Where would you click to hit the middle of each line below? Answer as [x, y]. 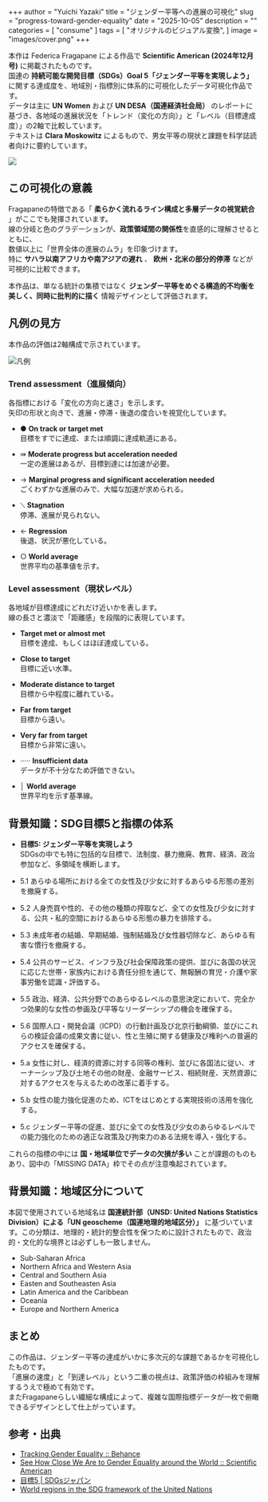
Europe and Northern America [69, 1309]
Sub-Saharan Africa [53, 1258]
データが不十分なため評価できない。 [79, 770]
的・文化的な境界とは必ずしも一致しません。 [82, 1242]
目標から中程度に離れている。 [69, 694]
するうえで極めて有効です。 [53, 1387]
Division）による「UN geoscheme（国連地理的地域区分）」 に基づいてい [128, 1222]
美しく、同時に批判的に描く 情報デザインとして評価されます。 [110, 296]
